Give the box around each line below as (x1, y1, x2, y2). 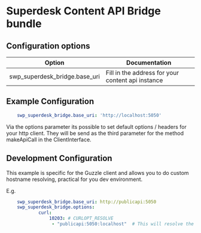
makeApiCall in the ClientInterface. (6, 136, 92, 143)
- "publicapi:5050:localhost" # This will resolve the (51, 221, 194, 227)
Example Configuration (6, 96, 95, 107)
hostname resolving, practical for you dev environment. (6, 175, 143, 183)
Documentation (126, 59, 172, 66)
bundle (6, 17, 42, 31)
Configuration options (6, 41, 91, 51)
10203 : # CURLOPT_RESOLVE (48, 216, 114, 222)
